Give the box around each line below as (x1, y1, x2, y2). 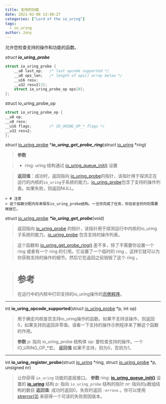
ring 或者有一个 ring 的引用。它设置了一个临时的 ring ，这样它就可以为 (17, 248, 160, 255)
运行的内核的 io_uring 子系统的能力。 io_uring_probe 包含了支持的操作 (17, 179, 157, 185)
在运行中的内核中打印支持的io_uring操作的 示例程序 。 (17, 291, 124, 297)
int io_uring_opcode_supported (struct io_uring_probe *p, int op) (5, 306, 137, 312)
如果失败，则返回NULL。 (26, 185, 77, 191)
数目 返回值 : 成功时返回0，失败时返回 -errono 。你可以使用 (26, 387, 146, 393)
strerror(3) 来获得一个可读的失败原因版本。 (17, 394, 105, 400)
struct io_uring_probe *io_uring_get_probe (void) (5, 216, 105, 222)
